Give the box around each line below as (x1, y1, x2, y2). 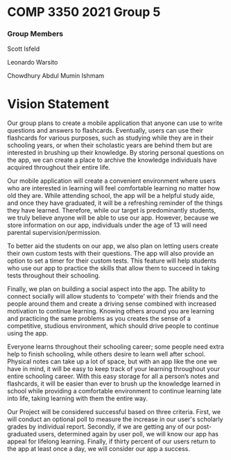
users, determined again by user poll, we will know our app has (37, 430, 219, 438)
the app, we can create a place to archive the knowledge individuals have (7, 156, 217, 164)
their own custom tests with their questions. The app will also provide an (7, 249, 214, 258)
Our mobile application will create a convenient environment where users (7, 176, 216, 185)
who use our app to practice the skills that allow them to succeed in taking (7, 264, 220, 272)
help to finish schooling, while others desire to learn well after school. (7, 350, 206, 359)
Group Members (7, 29, 64, 39)
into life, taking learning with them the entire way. (7, 394, 148, 403)
